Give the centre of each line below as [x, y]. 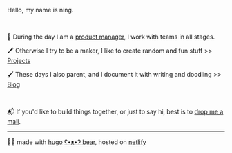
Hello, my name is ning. [40, 10]
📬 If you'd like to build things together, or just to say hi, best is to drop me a [115, 111]
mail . [14, 121]
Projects [19, 61]
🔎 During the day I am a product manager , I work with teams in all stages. [111, 37]
